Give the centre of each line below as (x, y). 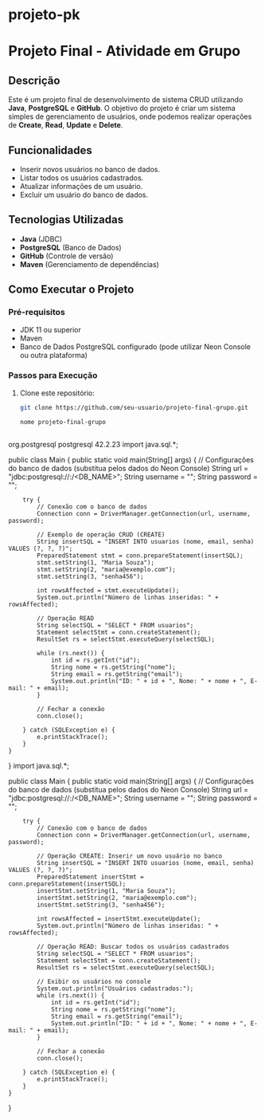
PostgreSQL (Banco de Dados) (70, 247)
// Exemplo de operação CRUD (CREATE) (101, 535)
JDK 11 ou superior (51, 329)
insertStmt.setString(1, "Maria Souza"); (107, 891)
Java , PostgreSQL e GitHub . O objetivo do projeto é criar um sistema (122, 108)
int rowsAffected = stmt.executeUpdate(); (108, 591)
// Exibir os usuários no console (94, 982)
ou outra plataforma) (53, 355)
